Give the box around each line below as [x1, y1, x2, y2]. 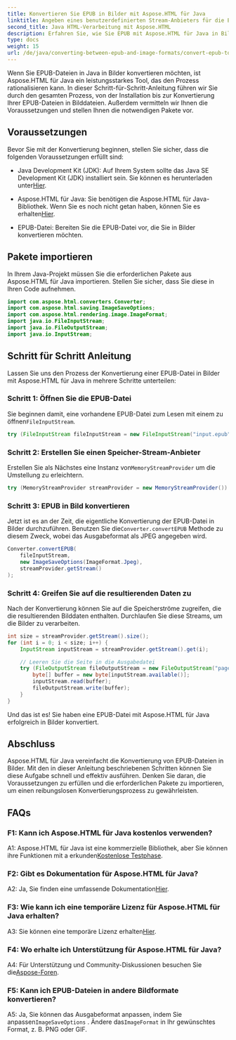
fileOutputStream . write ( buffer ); [32, 685, 131, 692]
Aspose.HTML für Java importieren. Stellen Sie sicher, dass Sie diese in [7, 277, 214, 285]
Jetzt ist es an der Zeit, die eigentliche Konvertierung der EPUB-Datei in [7, 517, 214, 525]
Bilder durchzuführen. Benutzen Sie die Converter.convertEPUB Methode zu [7, 525, 223, 533]
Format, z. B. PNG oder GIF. [7, 1025, 88, 1034]
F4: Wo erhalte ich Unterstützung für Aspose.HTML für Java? [7, 944, 222, 954]
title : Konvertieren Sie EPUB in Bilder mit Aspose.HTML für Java [7, 10, 206, 18]
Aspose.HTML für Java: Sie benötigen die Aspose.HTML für [17, 195, 192, 203]
